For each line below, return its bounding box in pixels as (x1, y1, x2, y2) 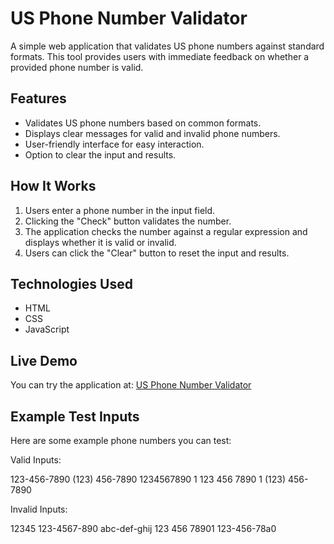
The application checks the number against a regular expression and (24, 225, 308, 237)
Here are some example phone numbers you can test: (10, 435, 232, 446)
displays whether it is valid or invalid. (24, 236, 177, 248)
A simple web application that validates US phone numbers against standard (10, 40, 325, 52)
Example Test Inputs (10, 408, 140, 425)
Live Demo (10, 352, 78, 369)
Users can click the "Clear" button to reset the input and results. (24, 247, 290, 259)
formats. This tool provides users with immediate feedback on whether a (10, 50, 310, 62)
